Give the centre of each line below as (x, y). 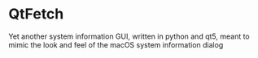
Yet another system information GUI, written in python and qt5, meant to (129, 36)
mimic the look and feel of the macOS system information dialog (116, 44)
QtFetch (36, 14)
